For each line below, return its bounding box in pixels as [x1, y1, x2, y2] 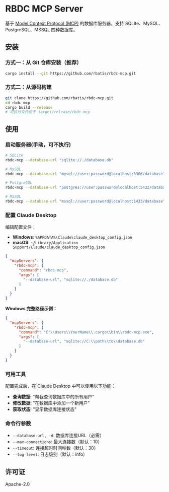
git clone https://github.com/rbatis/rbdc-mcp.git [5, 95, 114, 101]
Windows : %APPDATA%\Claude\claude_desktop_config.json [12, 234, 132, 240]
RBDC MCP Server [5, 3, 83, 15]
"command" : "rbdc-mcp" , [18, 267, 69, 272]
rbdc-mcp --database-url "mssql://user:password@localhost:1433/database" [5, 199, 165, 204]
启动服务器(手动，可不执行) [5, 141, 71, 148]
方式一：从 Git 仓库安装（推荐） [5, 59, 82, 66]
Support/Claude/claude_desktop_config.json [12, 245, 106, 250]
